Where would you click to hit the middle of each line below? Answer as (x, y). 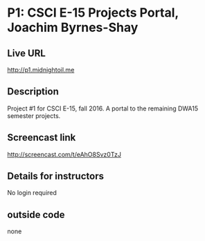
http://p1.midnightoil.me (41, 70)
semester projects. (34, 115)
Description (33, 92)
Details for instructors (55, 176)
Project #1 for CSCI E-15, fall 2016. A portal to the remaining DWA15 (103, 108)
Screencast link (42, 138)
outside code (36, 214)
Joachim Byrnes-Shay (73, 27)
